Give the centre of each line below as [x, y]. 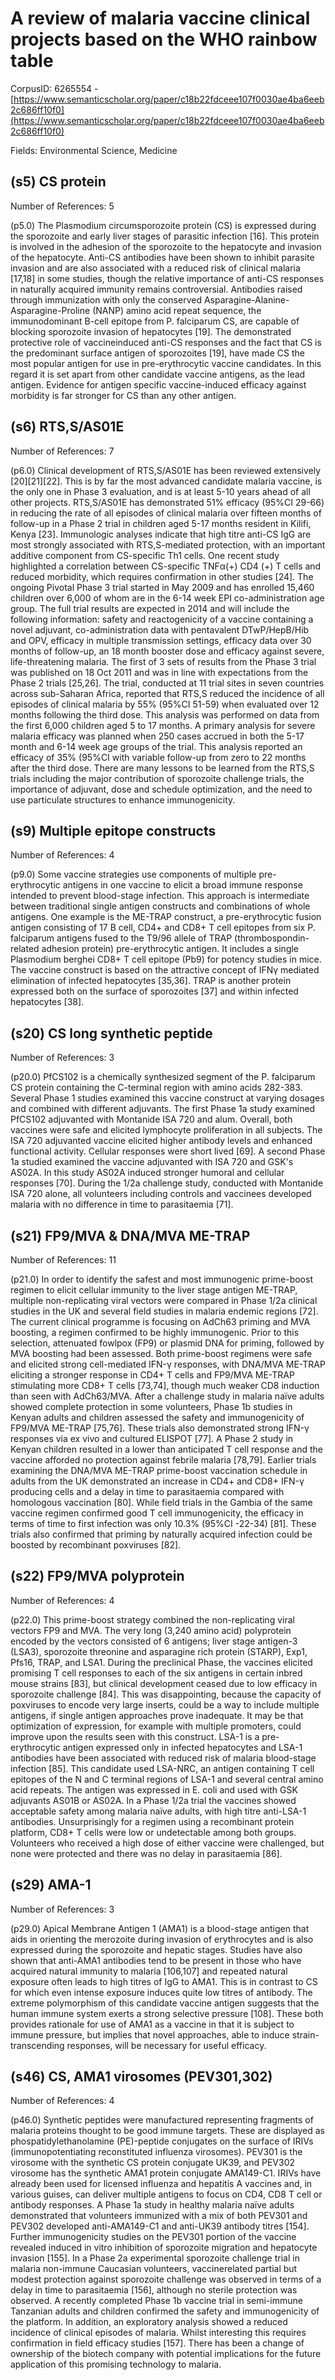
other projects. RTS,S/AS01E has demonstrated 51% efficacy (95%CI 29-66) [167, 502]
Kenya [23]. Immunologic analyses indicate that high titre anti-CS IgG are [161, 534]
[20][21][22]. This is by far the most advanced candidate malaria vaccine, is [166, 481]
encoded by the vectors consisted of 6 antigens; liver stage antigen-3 [154, 1641]
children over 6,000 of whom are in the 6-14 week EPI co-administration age [167, 598]
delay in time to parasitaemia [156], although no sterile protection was [154, 2290]
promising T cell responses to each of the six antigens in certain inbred [156, 1673]
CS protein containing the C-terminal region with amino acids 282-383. [156, 1088]
